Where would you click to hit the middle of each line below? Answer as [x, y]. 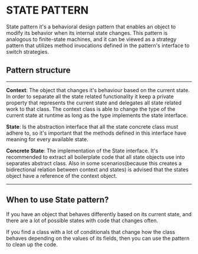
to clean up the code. [32, 244]
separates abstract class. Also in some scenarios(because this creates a [94, 163]
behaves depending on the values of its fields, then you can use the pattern [98, 238]
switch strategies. [28, 51]
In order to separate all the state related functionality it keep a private [90, 96]
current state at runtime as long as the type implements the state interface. [97, 115]
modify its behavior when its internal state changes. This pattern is [87, 32]
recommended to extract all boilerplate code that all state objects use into [95, 157]
